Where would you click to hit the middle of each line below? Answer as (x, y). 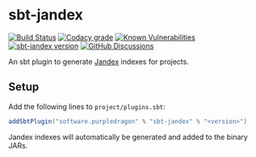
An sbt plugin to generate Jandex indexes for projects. (99, 62)
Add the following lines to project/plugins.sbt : (87, 106)
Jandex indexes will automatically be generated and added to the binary (128, 137)
